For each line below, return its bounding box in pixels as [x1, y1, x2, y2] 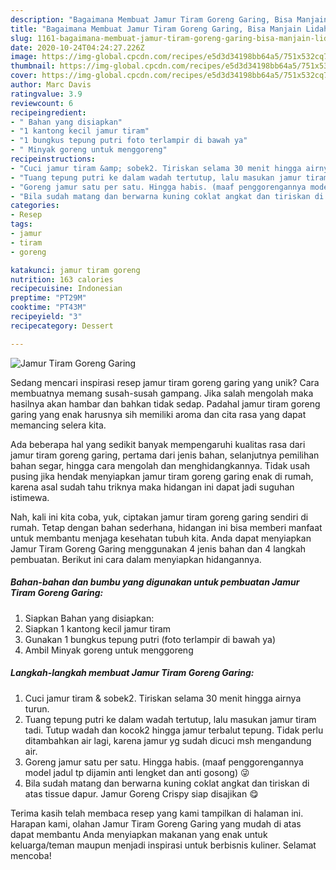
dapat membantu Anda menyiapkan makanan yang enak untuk [10, 828, 268, 840]
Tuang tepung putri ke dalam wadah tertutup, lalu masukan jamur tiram [24, 713, 317, 725]
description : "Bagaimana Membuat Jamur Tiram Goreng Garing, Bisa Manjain [10, 14, 329, 25]
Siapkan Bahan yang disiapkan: [24, 612, 155, 624]
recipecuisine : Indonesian [10, 284, 123, 294]
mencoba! [10, 849, 52, 861]
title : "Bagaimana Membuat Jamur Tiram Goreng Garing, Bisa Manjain [10, 24, 302, 34]
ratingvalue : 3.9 [10, 89, 83, 99]
